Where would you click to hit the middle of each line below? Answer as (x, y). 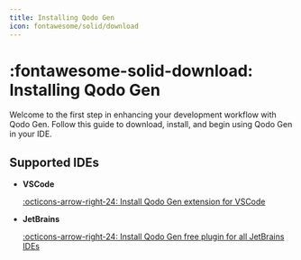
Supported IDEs (54, 162)
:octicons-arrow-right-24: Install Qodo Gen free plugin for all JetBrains (153, 237)
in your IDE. (31, 134)
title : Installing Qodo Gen (62, 18)
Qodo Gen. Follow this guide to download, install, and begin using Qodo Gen (151, 125)
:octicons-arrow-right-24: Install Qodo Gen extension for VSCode (144, 202)
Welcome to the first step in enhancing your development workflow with (143, 115)
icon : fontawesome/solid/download (74, 26)
